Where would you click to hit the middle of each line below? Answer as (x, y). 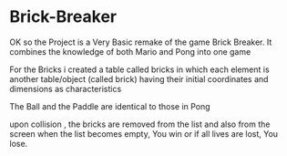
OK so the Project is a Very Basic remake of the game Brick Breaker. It (141, 42)
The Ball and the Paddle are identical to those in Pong (110, 106)
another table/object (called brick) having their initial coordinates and (139, 78)
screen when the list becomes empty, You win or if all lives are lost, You (144, 133)
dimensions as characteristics (66, 88)
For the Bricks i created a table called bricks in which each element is (140, 69)
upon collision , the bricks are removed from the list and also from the (140, 124)
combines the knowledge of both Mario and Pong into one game (130, 51)
